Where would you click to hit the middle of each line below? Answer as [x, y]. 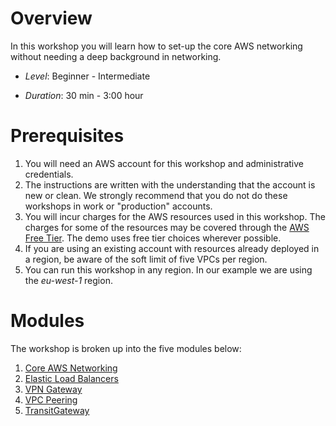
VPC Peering [51, 399]
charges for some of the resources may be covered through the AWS [167, 227]
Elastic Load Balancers [71, 378]
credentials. [49, 174]
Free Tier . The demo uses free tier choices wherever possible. [153, 238]
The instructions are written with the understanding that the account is [170, 184]
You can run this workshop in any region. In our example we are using [168, 269]
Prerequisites [67, 136]
